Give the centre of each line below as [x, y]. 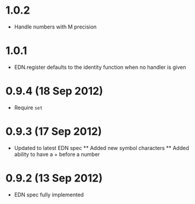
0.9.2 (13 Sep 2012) [54, 178]
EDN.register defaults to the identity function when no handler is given [100, 67]
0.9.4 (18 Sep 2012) [54, 91]
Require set [28, 107]
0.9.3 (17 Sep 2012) [54, 132]
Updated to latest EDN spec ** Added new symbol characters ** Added [101, 148]
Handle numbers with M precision [55, 27]
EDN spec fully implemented [49, 195]
